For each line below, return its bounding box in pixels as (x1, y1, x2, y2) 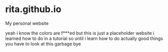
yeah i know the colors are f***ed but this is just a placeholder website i (5, 30, 155, 36)
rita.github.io (5, 4, 62, 15)
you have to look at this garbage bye (5, 40, 81, 46)
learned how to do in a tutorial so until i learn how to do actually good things (5, 35, 163, 41)
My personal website (5, 20, 49, 26)
